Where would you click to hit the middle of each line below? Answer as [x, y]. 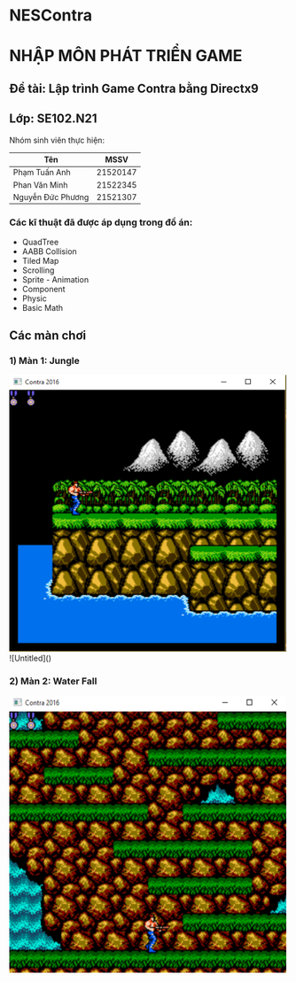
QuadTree [40, 242]
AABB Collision [49, 251]
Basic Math [43, 307]
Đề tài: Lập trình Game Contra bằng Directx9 [134, 88]
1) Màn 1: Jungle [44, 360]
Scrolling [38, 270]
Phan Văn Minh [40, 185]
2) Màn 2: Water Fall [53, 681]
